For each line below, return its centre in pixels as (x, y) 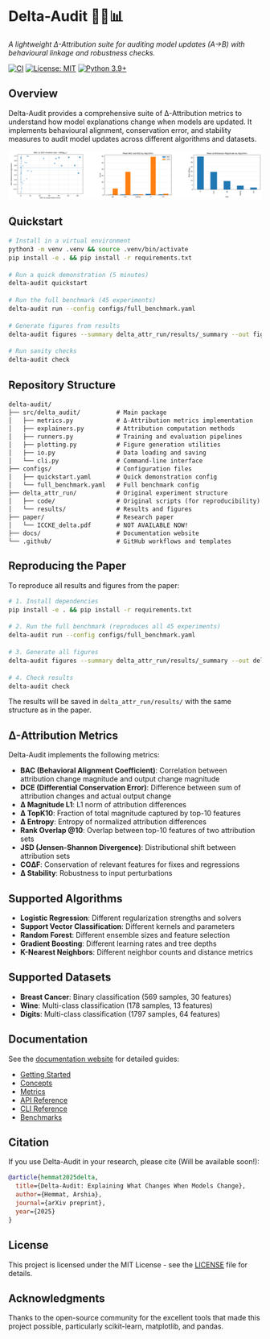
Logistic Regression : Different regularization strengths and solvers (131, 918)
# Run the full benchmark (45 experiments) (82, 301)
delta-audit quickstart (48, 284)
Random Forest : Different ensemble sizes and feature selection (125, 935)
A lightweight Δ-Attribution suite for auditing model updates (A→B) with (127, 44)
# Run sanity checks (43, 351)
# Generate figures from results (64, 325)
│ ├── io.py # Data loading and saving (107, 453)
